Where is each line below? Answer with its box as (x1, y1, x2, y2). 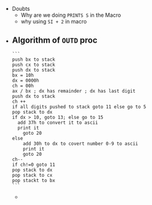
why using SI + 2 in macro (20, 18, 87, 25)
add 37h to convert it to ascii (17, 120, 98, 126)
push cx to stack (11, 61, 56, 68)
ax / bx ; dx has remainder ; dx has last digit (11, 88, 136, 94)
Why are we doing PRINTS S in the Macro (20, 11, 121, 19)
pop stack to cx (11, 172, 53, 178)
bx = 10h (11, 72, 34, 78)
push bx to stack (11, 57, 56, 63)
